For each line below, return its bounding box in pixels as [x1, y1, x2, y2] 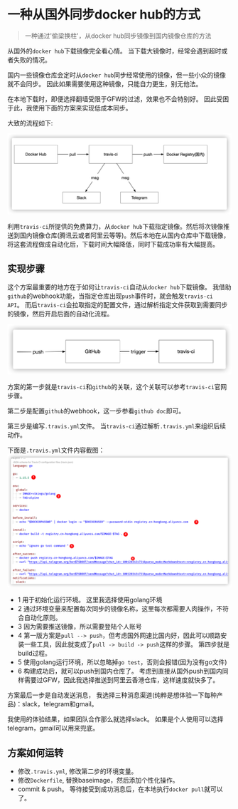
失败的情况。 [13, 55, 51, 64]
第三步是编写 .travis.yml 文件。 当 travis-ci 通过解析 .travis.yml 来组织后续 [7, 422, 226, 431]
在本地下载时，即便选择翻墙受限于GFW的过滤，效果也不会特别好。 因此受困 [7, 94, 229, 103]
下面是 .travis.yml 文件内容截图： [7, 446, 105, 455]
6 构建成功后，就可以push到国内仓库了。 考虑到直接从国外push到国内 [17, 667, 222, 676]
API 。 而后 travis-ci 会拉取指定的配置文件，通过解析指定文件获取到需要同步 [7, 301, 228, 309]
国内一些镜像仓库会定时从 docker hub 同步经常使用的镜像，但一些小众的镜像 [7, 71, 226, 79]
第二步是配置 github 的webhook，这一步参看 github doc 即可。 [7, 407, 185, 416]
